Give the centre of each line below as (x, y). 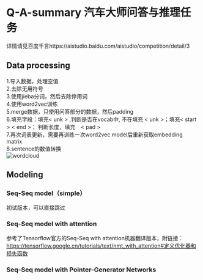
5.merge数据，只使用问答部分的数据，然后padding (70, 111)
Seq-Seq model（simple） (46, 193)
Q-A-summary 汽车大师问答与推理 (93, 13)
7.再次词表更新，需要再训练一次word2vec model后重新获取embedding (94, 134)
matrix (14, 141)
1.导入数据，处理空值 (32, 81)
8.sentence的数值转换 (34, 149)
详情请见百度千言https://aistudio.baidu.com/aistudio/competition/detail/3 (98, 46)
